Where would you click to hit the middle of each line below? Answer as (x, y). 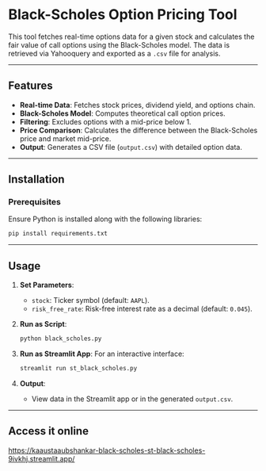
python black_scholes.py (61, 339)
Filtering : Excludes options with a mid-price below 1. (105, 121)
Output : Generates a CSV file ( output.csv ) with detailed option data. (131, 147)
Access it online (49, 431)
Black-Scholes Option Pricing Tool (123, 15)
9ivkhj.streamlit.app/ (42, 458)
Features (30, 86)
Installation (36, 180)
